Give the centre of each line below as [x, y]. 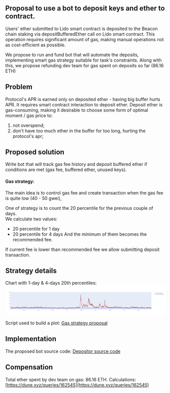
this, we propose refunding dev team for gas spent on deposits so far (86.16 [84, 65]
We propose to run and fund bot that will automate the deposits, [72, 54]
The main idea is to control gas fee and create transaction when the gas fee [84, 192]
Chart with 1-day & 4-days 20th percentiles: [51, 283]
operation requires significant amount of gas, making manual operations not [84, 39]
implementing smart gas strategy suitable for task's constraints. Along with [83, 60]
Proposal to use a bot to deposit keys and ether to [85, 8]
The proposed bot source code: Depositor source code [63, 351]
